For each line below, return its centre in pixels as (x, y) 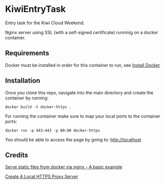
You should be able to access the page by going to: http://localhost (73, 139)
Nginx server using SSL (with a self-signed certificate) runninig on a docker (82, 32)
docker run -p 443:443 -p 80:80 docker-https (52, 130)
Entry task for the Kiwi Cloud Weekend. (45, 23)
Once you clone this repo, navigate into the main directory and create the (79, 92)
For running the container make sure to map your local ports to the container (83, 116)
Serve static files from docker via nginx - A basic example (64, 167)
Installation (23, 81)
